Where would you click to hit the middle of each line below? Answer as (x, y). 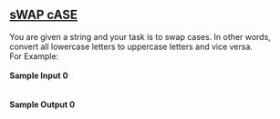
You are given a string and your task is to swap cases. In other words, (140, 36)
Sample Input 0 (39, 75)
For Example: (34, 56)
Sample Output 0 (42, 104)
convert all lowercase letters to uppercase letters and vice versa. (131, 46)
